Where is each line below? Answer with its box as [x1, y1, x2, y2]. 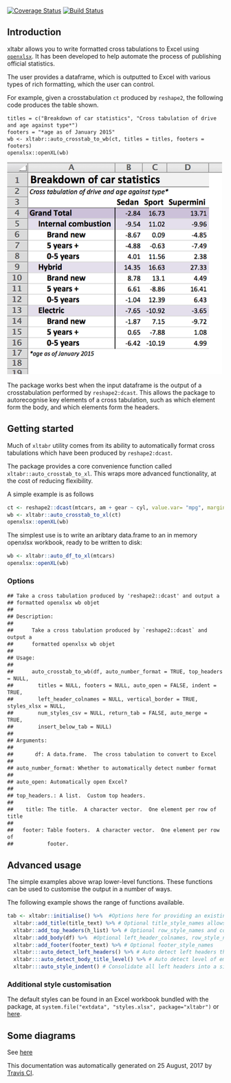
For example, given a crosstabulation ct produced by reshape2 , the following [7, 93, 223, 101]
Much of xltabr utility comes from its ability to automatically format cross [7, 441, 215, 449]
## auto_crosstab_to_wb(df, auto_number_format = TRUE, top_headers [7, 668, 223, 675]
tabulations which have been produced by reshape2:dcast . [7, 448, 173, 457]
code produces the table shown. [7, 101, 99, 109]
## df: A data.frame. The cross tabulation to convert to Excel [7, 751, 217, 758]
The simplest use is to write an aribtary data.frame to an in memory [7, 531, 198, 539]
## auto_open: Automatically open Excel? [7, 778, 128, 785]
